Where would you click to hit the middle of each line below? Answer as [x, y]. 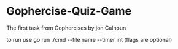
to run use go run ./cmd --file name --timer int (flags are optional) [89, 39]
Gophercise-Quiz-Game [69, 11]
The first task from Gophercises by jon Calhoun [66, 28]
